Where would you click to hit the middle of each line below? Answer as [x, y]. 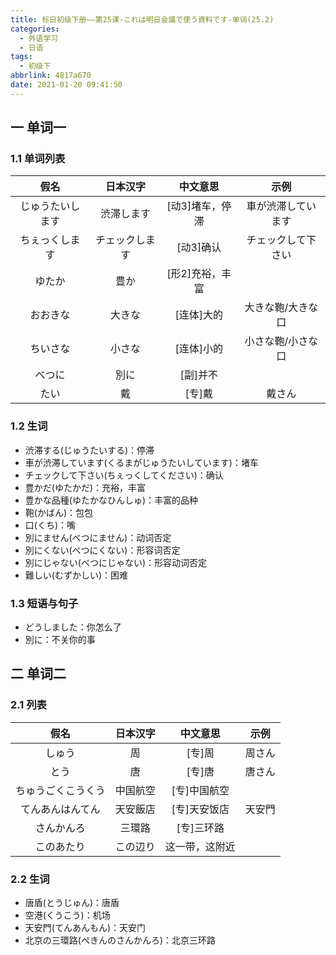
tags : [21, 57]
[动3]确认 [199, 248]
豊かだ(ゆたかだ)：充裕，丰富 [85, 487]
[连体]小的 [199, 349]
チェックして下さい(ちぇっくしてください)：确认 [124, 475]
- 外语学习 [39, 38]
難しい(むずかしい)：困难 [76, 575]
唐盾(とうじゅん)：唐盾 [72, 903]
